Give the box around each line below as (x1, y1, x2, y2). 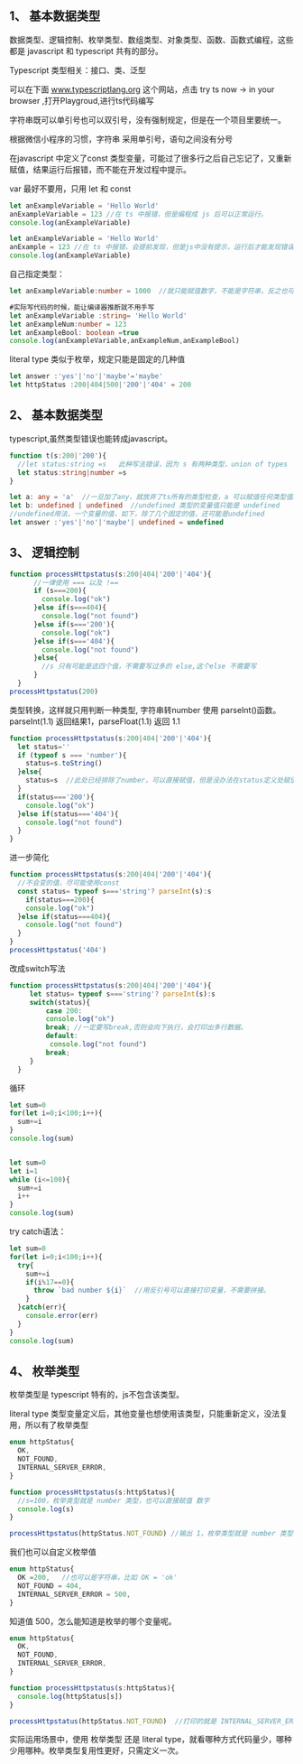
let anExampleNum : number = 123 (9, 320, 127, 329)
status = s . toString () (25, 759, 103, 768)
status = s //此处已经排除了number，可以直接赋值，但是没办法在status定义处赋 (25, 775, 290, 785)
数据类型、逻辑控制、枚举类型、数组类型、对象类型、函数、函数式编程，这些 (9, 34, 294, 45)
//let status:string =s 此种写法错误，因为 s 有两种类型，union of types (17, 460, 289, 469)
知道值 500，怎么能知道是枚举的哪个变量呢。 (9, 1615, 177, 1627)
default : (45, 1032, 78, 1041)
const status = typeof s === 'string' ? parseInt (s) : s (17, 887, 212, 896)
